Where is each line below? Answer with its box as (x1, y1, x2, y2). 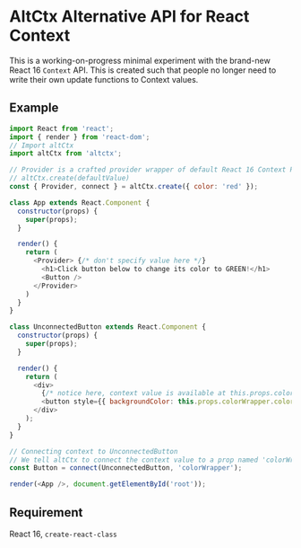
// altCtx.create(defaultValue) (9, 173, 130, 183)
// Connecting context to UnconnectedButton (9, 446, 178, 455)
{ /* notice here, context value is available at (41, 389, 227, 398)
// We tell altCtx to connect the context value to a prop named (9, 455, 258, 464)
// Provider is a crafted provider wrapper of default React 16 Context (9, 165, 287, 174)
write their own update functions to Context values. (9, 74, 199, 84)
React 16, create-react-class (9, 528, 118, 539)
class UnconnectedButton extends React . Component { (9, 323, 206, 331)
